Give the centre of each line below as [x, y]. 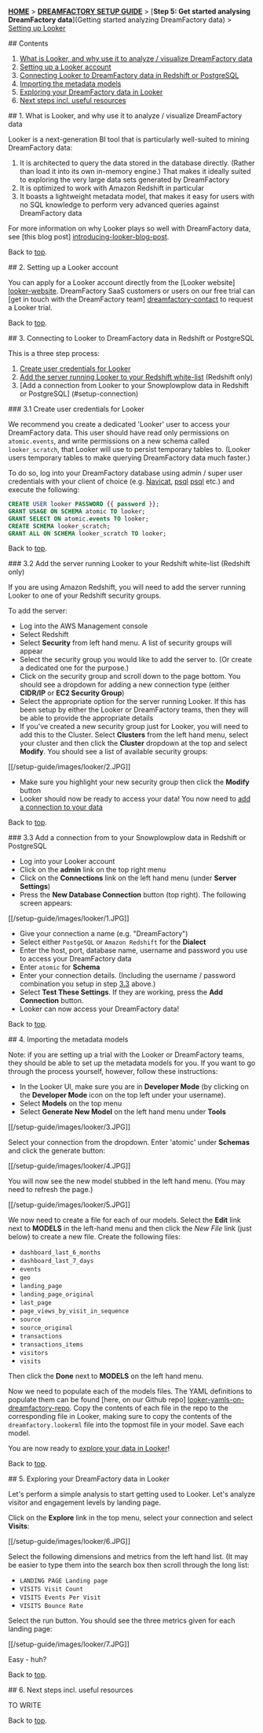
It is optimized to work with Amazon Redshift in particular [112, 188]
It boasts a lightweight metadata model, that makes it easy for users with [137, 196]
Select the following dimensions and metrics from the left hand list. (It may [128, 1557]
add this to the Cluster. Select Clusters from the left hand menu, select [134, 735]
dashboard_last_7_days [57, 1261]
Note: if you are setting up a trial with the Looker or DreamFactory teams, [126, 1055]
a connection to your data [61, 807]
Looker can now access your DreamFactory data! [99, 1009]
